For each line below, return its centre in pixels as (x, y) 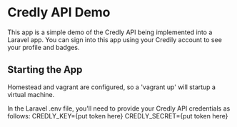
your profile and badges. (44, 47)
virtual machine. (31, 94)
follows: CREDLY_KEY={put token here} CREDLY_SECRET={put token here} (118, 116)
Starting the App (45, 70)
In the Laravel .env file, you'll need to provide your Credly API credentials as (119, 108)
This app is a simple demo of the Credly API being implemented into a (110, 32)
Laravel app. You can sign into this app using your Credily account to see (115, 39)
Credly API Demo (59, 12)
